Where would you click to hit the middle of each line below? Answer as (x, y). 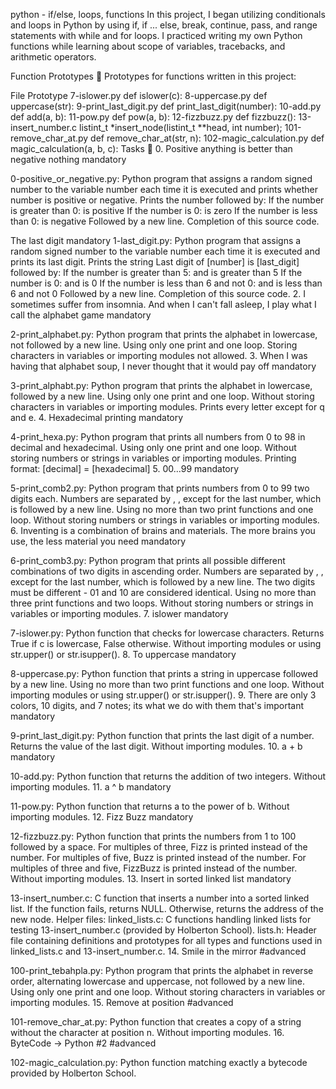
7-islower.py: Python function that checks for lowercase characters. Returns (167, 633)
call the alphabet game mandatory (81, 315)
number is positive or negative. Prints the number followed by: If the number (167, 200)
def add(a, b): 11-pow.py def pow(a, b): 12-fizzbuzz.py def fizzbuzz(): (153, 117)
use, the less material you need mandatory (98, 541)
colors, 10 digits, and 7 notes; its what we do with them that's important (157, 705)
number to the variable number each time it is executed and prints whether (164, 189)
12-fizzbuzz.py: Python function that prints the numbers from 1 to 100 (153, 836)
